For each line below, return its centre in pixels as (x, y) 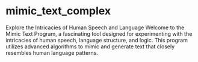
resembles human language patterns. (52, 52)
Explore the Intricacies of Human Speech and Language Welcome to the (95, 27)
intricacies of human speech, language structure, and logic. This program (97, 40)
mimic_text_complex (58, 11)
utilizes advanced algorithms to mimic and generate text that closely (90, 46)
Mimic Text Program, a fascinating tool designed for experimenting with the (99, 33)
